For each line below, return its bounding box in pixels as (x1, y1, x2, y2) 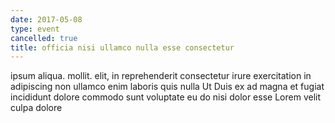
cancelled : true (10, 33, 78, 43)
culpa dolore (10, 102, 63, 114)
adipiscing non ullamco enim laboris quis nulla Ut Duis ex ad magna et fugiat (10, 81, 325, 93)
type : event (10, 24, 60, 34)
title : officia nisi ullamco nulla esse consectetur (10, 42, 235, 53)
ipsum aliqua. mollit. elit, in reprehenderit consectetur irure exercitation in (10, 70, 312, 82)
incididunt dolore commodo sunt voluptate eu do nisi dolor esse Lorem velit (10, 91, 321, 103)
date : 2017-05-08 (10, 14, 83, 25)
